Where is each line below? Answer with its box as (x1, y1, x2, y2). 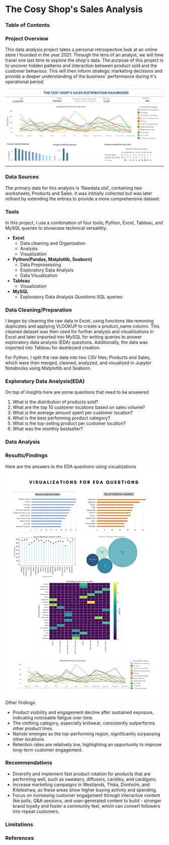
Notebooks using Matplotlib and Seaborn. (5, 365, 92, 372)
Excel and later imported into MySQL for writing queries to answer (5, 334, 142, 340)
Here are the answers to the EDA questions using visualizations (5, 463, 136, 469)
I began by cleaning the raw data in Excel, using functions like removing (5, 318, 154, 324)
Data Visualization (20, 272, 58, 278)
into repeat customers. (12, 808, 60, 814)
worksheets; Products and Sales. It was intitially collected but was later (5, 190, 152, 196)
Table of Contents (5, 22, 50, 29)
